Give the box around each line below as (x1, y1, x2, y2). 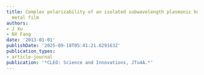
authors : (6, 20, 29, 26)
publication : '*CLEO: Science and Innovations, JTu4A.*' (6, 59, 154, 65)
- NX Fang (6, 31, 32, 37)
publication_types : (6, 48, 56, 54)
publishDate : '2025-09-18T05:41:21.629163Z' (6, 43, 121, 49)
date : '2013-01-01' (6, 37, 56, 43)
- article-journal (6, 54, 53, 60)
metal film (12, 15, 39, 21)
